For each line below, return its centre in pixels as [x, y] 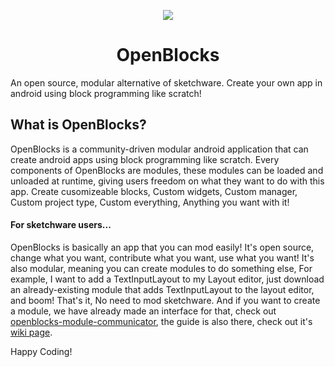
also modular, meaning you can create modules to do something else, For [161, 268]
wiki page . [31, 332]
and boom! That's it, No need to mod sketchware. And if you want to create [165, 300]
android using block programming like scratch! [106, 93]
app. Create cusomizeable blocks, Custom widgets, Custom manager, [154, 191]
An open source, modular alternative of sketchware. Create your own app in [166, 82]
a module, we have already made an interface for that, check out [143, 311]
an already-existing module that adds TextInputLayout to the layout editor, [162, 289]
